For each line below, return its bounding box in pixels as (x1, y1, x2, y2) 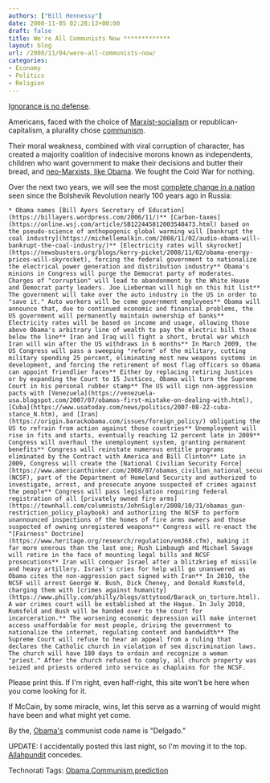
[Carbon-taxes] (170, 213, 221, 221)
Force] (220, 459, 243, 467)
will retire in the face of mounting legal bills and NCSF (8, 551, 211, 559)
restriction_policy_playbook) (8, 508, 110, 517)
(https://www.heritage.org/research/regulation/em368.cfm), (8, 536, 215, 545)
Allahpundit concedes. (8, 749, 83, 760)
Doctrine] (51, 530, 84, 538)
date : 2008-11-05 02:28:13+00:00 (8, 19, 121, 27)
